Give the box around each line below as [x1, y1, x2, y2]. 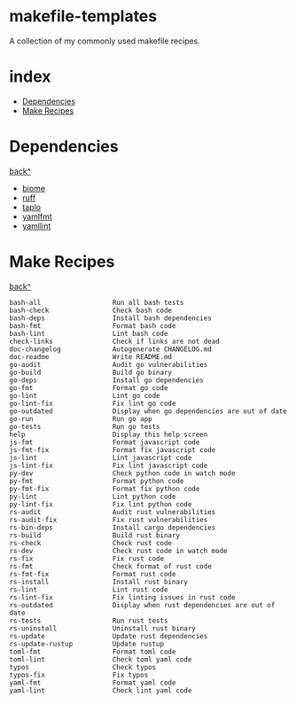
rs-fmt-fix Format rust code [9, 569, 176, 578]
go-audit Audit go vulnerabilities [9, 360, 208, 369]
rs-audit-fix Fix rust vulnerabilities [9, 515, 208, 524]
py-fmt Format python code [9, 476, 184, 485]
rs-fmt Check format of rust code [9, 561, 213, 571]
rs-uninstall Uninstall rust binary [9, 623, 197, 633]
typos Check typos [9, 662, 157, 671]
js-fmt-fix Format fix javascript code [9, 445, 216, 454]
